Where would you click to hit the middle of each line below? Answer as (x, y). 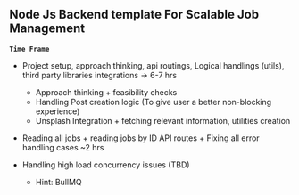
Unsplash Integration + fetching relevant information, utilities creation (163, 120)
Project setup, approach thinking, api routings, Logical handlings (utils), (153, 65)
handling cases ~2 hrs (63, 147)
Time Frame (29, 49)
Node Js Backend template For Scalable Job (134, 15)
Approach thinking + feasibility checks (106, 92)
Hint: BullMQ (58, 182)
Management (47, 29)
